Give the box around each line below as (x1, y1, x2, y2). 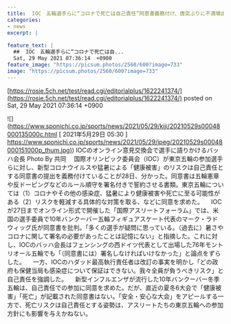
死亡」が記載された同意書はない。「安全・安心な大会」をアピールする (21, 292, 218, 300)
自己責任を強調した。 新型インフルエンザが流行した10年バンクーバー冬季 (7, 274, 220, 283)
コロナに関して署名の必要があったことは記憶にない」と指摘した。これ (7, 232, 206, 240)
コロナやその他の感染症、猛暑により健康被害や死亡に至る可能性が (33, 188, 221, 197)
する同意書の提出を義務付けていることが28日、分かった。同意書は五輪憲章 (7, 171, 220, 180)
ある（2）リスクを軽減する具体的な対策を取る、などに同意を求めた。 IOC (7, 197, 222, 206)
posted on (183, 94, 212, 102)
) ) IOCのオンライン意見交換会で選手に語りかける (69, 146, 208, 154)
